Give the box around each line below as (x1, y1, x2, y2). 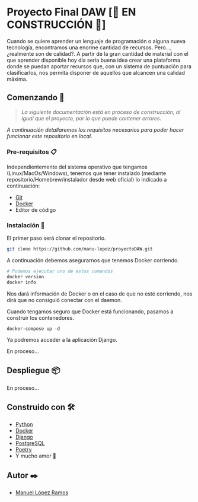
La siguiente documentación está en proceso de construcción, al (21, 108, 181, 115)
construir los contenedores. (7, 314, 75, 321)
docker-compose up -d (7, 326, 60, 332)
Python (15, 421, 33, 428)
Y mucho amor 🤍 (15, 452, 57, 459)
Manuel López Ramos (15, 489, 69, 496)
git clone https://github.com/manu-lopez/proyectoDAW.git (7, 246, 153, 252)
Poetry (15, 446, 32, 453)
